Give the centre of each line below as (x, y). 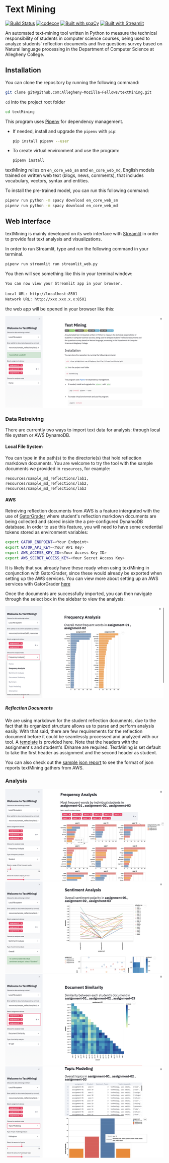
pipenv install (28, 160)
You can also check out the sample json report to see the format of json (79, 762)
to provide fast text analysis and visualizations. (54, 239)
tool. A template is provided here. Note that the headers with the (72, 742)
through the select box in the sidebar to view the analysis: (65, 599)
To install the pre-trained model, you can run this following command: (77, 190)
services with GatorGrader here (38, 584)
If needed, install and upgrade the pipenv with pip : (64, 131)
